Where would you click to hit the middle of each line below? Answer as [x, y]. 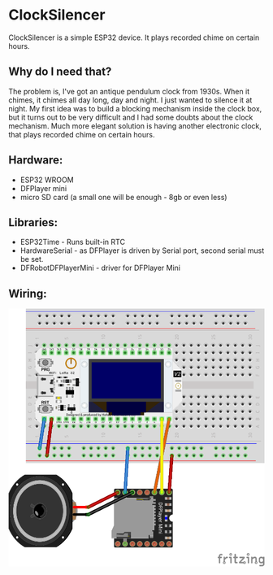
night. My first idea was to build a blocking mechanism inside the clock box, [135, 108]
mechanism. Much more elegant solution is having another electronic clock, [135, 126]
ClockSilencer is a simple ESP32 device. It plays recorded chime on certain [134, 37]
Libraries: [33, 222]
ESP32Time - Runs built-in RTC [73, 242]
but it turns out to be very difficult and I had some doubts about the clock [131, 117]
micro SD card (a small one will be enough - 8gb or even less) [123, 197]
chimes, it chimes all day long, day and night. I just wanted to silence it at [130, 100]
